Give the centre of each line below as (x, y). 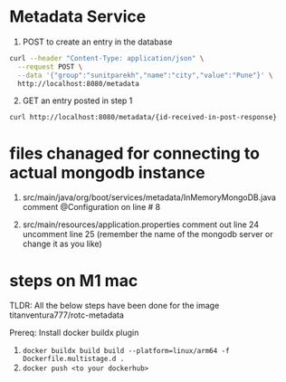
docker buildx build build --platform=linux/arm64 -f (126, 351)
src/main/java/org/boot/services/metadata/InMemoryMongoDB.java (149, 197)
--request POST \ (50, 67)
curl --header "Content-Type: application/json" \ (107, 58)
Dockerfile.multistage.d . (73, 359)
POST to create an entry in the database (97, 42)
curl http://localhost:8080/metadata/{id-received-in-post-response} (143, 118)
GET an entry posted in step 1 (77, 100)
